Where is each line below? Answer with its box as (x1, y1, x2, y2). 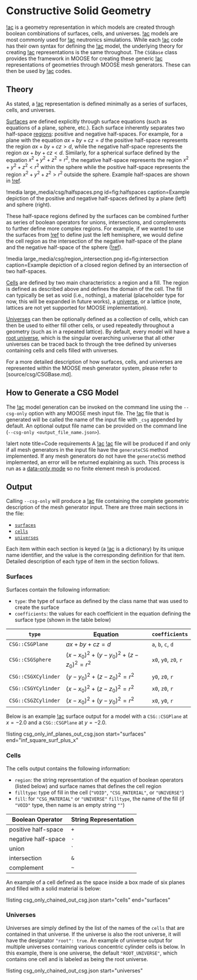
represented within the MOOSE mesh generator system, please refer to (6, 364, 178, 372)
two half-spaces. (6, 267, 47, 274)
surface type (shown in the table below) (14, 616, 111, 623)
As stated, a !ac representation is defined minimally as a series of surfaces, (6, 100, 188, 107)
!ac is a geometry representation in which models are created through (6, 24, 175, 31)
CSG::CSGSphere (9, 657, 52, 663)
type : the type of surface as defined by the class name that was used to (14, 597, 189, 604)
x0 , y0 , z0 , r (151, 655, 183, 664)
